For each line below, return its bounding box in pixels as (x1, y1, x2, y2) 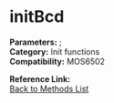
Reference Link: (9, 73, 71, 84)
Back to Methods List (9, 83, 89, 94)
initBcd (9, 6, 65, 27)
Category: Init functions (9, 46, 100, 57)
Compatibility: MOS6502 (9, 56, 106, 67)
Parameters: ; (9, 36, 62, 47)
